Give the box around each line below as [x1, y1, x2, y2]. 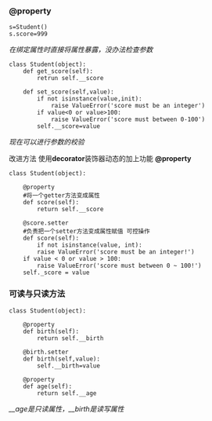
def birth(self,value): [23, 355, 101, 363]
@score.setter [23, 219, 69, 227]
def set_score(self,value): [23, 88, 114, 96]
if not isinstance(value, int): [37, 241, 143, 249]
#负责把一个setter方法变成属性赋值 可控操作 [23, 228, 151, 236]
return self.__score [37, 206, 104, 214]
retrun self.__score [37, 75, 104, 82]
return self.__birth [37, 334, 104, 342]
